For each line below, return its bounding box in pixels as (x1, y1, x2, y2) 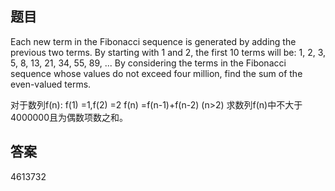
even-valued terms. (10, 78, 92, 90)
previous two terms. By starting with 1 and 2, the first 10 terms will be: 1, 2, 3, (10, 46, 327, 58)
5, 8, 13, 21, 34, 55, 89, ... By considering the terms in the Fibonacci (10, 57, 287, 69)
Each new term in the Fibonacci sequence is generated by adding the (10, 35, 297, 47)
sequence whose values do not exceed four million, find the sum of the (10, 67, 303, 79)
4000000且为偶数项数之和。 (10, 111, 129, 123)
